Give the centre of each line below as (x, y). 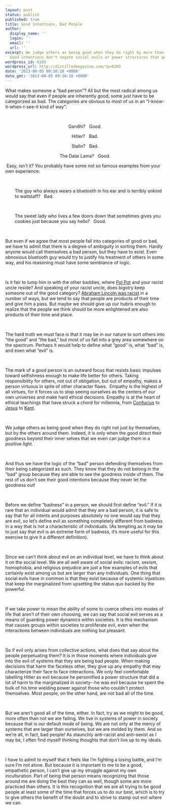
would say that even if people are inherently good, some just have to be (80, 96)
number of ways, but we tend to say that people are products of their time (82, 298)
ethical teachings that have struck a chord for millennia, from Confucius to (82, 402)
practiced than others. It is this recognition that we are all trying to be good (83, 786)
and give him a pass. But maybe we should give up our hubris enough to (80, 304)
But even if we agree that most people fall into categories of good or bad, (82, 241)
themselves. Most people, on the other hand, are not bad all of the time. (80, 693)
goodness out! (20, 485)
